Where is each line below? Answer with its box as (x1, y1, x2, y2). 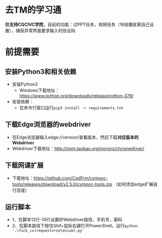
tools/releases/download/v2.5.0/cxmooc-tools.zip (12, 181, 112, 187)
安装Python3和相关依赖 (5, 67, 76, 76)
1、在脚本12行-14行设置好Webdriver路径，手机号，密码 (12, 217, 123, 222)
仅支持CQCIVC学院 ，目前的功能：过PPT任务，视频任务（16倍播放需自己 (5, 21, 150, 27)
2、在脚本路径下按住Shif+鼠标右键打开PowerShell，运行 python (12, 223, 138, 229)
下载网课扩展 (5, 161, 44, 170)
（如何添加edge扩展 (113, 181, 154, 187)
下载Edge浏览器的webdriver (5, 120, 91, 129)
